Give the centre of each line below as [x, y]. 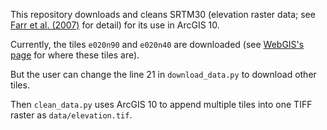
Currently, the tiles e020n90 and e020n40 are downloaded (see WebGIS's [157, 44]
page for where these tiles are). [75, 55]
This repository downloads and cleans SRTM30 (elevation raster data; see [163, 14]
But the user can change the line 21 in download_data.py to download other [163, 74]
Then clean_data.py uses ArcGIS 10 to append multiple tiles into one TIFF [161, 104]
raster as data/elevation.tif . [71, 115]
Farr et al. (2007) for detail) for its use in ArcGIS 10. [115, 25]
